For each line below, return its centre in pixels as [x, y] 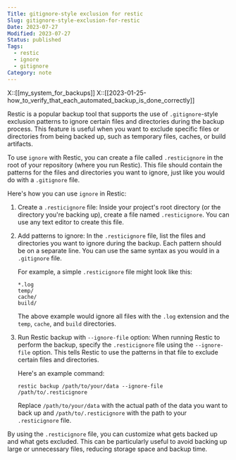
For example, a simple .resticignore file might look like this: [105, 271]
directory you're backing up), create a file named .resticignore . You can [123, 215]
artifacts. [20, 143]
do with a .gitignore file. [44, 179]
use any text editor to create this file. [71, 222]
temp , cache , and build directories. [67, 324]
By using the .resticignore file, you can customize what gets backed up [113, 434]
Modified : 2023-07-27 [39, 33]
